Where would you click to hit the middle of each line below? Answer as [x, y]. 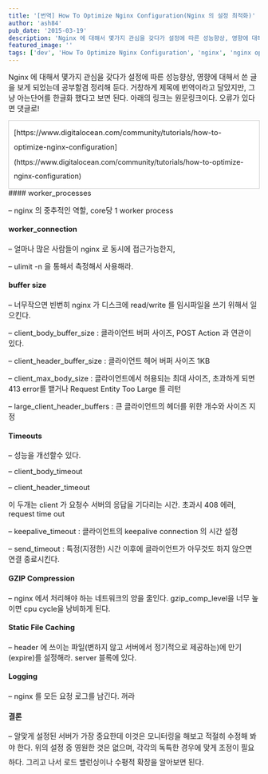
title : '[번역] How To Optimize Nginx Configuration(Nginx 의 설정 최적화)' [132, 16]
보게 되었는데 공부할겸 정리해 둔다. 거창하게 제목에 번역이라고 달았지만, [132, 88]
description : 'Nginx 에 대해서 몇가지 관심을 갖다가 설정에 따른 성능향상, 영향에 [128, 38]
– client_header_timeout [49, 488]
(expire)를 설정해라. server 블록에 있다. [73, 658]
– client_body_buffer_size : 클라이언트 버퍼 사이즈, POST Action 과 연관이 [130, 333]
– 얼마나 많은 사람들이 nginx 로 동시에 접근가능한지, [92, 249]
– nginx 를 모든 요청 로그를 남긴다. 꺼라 [72, 696]
